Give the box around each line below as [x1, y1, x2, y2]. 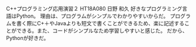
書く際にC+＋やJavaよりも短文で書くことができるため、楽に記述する [16, 20, 185, 26]
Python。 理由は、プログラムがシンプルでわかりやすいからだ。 [16, 12, 169, 19]
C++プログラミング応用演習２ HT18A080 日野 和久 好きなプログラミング [6, 5, 182, 12]
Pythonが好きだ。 [6, 35, 49, 41]
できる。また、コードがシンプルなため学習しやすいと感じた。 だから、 [16, 27, 188, 34]
